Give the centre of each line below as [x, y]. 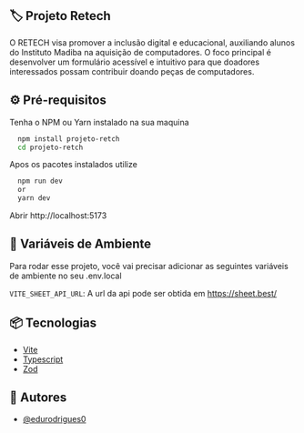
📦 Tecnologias [53, 323]
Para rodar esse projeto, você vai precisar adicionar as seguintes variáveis [149, 266]
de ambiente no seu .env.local [66, 276]
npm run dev [41, 181]
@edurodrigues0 [54, 419]
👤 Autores [38, 398]
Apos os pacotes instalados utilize [74, 165]
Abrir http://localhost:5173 [58, 216]
